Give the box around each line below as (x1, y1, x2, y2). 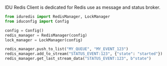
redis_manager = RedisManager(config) (5, 32, 87, 38)
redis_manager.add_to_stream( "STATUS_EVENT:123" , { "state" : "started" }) (5, 51, 163, 56)
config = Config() (5, 28, 44, 33)
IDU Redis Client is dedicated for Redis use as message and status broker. (5, 5, 160, 10)
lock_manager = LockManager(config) (5, 38, 83, 43)
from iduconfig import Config (5, 19, 69, 24)
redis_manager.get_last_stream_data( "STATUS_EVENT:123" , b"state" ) (5, 56, 152, 61)
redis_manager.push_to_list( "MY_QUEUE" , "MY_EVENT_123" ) (5, 47, 129, 52)
